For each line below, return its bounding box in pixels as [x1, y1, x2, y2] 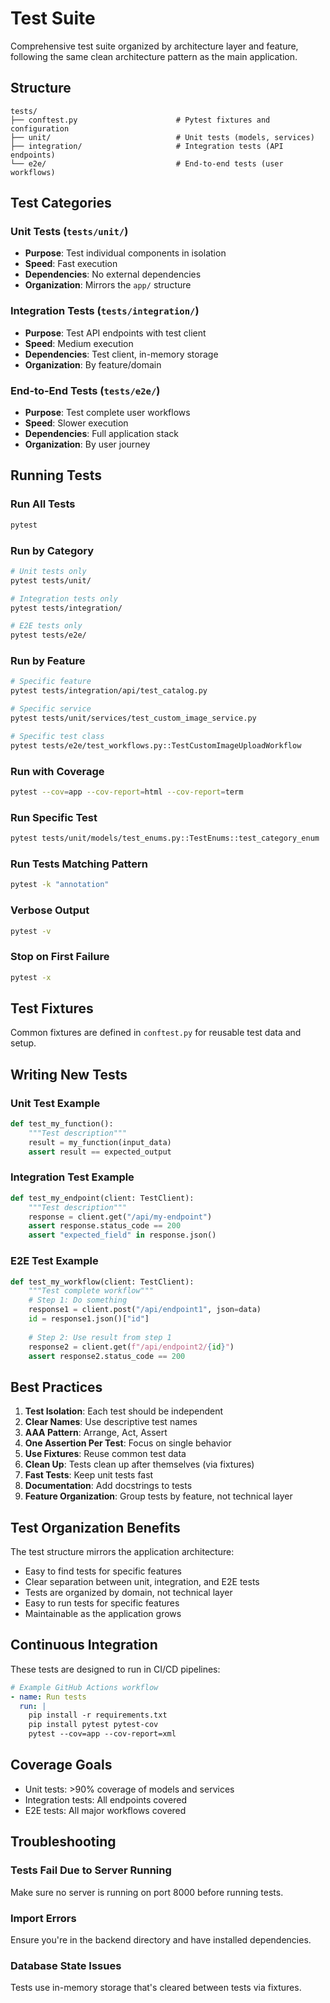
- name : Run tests [10, 1692, 87, 1702]
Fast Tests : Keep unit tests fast [24, 1469, 154, 1481]
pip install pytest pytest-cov [28, 1720, 159, 1730]
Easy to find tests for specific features [24, 1565, 182, 1577]
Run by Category [10, 543, 95, 557]
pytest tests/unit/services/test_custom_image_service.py [10, 713, 257, 724]
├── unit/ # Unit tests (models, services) [10, 132, 315, 142]
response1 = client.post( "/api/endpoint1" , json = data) [28, 1305, 262, 1315]
